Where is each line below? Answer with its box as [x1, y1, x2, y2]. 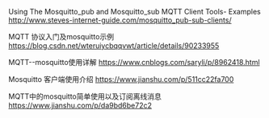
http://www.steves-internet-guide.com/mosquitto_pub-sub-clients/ [8, 15, 232, 25]
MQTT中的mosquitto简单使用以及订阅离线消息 [8, 92, 162, 101]
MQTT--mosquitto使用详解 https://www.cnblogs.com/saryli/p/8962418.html [8, 58, 260, 67]
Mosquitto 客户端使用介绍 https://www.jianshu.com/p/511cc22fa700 [8, 75, 234, 83]
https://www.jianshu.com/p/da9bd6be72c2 [8, 100, 152, 110]
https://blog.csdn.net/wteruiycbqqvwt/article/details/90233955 [8, 41, 220, 51]
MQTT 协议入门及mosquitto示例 [8, 32, 115, 41]
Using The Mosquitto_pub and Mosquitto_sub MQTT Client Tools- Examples [8, 7, 261, 16]
